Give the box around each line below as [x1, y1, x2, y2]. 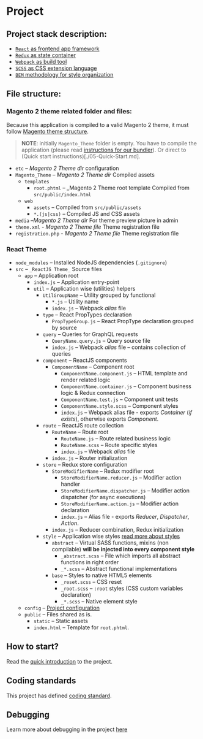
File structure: [6, 89, 61, 99]
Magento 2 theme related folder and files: [6, 107, 133, 116]
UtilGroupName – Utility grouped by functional [42, 291, 156, 299]
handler [61, 480, 81, 488]
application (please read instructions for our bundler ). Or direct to [21, 146, 186, 153]
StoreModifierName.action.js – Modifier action [61, 500, 179, 507]
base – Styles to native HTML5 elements [51, 572, 152, 579]
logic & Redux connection [61, 389, 125, 396]
